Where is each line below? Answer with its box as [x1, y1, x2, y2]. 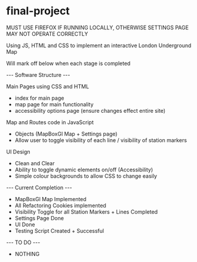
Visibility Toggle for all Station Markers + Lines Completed [14, 208, 158, 215]
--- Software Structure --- [6, 71, 70, 78]
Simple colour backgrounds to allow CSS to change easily [14, 172, 157, 180]
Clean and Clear [14, 159, 55, 167]
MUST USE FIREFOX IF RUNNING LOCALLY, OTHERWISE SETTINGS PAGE [6, 24, 189, 31]
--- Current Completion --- [6, 184, 73, 191]
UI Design [6, 148, 31, 155]
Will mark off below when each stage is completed [6, 60, 131, 67]
